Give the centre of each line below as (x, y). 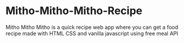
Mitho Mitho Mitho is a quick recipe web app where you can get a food (92, 27)
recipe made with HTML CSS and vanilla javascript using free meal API (92, 33)
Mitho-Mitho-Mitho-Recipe (74, 11)
